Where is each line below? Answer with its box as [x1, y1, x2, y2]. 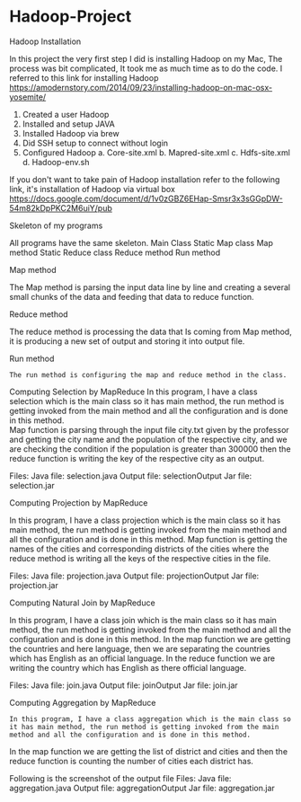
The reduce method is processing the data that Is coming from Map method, [9, 326, 292, 337]
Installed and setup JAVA [22, 119, 115, 129]
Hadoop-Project [9, 6, 132, 27]
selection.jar [9, 480, 56, 490]
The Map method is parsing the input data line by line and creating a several [9, 281, 290, 293]
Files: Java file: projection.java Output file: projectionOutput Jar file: [9, 570, 260, 581]
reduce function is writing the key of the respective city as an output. [9, 453, 265, 463]
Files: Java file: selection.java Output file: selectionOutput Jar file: [9, 470, 252, 481]
